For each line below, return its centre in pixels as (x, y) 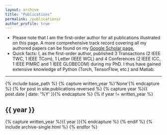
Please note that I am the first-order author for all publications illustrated (86, 38)
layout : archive (22, 10)
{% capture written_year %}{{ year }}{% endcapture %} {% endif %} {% (79, 122)
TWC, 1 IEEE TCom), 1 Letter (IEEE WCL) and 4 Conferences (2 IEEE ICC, (86, 59)
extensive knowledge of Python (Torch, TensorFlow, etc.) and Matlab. (83, 69)
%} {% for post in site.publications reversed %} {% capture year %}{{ (77, 89)
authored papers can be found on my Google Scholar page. (73, 48)
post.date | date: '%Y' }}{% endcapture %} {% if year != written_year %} (79, 94)
